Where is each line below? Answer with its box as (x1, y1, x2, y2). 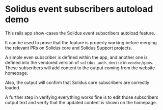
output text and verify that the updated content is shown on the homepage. (5, 99, 157, 105)
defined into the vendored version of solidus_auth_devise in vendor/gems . (5, 59, 154, 65)
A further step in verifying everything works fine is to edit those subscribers (5, 94, 159, 100)
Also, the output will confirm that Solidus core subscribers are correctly (5, 80, 150, 85)
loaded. (5, 84, 21, 90)
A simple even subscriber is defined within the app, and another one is (5, 54, 148, 60)
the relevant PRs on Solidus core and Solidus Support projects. (5, 45, 132, 51)
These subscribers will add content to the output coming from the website (5, 65, 155, 71)
